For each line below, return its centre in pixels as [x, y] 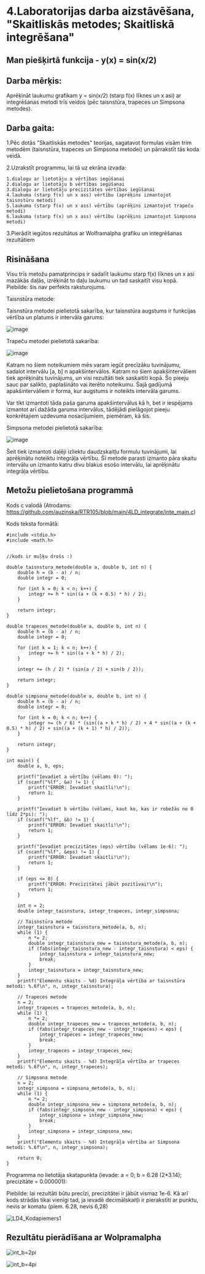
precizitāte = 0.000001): [37, 1181]
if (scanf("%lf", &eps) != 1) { [59, 852]
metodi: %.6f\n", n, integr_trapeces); [57, 1066]
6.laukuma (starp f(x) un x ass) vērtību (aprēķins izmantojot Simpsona [101, 217]
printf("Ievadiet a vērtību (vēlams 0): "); [75, 777]
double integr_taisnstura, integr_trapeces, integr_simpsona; [99, 911]
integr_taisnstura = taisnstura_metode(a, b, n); [82, 927]
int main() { [23, 760]
